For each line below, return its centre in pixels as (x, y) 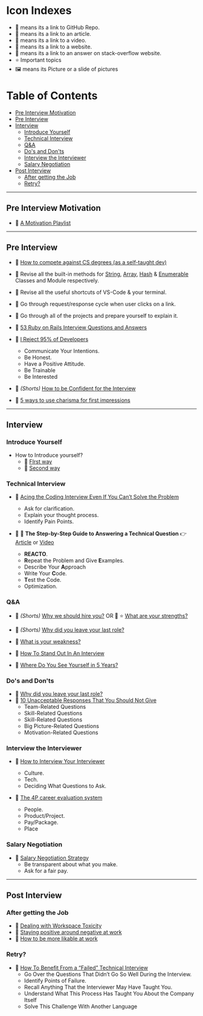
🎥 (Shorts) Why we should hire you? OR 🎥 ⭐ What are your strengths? (101, 615)
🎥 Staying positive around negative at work (68, 932)
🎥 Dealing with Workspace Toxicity (58, 926)
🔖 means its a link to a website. (53, 47)
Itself (31, 1000)
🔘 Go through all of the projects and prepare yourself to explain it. (96, 315)
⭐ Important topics (38, 60)
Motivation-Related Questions (61, 733)
